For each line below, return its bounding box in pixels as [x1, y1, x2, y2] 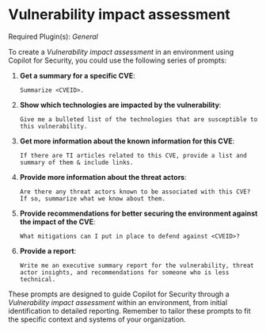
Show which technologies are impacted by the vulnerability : [19, 100, 222, 109]
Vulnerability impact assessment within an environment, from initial [8, 297, 228, 307]
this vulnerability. [19, 122, 88, 130]
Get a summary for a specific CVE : [19, 71, 136, 80]
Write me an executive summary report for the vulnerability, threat [19, 261, 255, 269]
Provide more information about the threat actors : [19, 172, 188, 181]
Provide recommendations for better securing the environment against [19, 208, 258, 218]
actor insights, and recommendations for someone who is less [19, 268, 230, 277]
